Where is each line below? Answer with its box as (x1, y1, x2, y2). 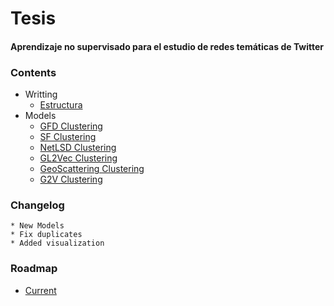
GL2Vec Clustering (39, 152, 118, 164)
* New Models (10, 221, 65, 231)
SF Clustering (39, 131, 97, 143)
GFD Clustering (39, 120, 103, 132)
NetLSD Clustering (39, 142, 117, 154)
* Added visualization (10, 238, 105, 249)
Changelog (10, 198, 65, 212)
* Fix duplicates (10, 230, 83, 240)
